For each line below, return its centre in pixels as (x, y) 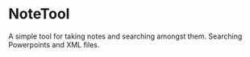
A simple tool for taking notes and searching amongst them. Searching (125, 36)
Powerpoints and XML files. (54, 44)
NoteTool (39, 14)
